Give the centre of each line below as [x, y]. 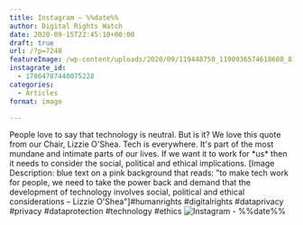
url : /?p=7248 [36, 51]
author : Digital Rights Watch [66, 26]
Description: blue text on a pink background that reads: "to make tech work [149, 173]
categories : [32, 85]
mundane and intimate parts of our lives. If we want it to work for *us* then [148, 154]
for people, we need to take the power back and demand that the [130, 183]
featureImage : [36, 59]
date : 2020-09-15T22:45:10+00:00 [72, 34]
